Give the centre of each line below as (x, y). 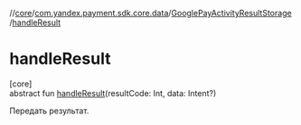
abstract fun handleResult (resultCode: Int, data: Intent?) (113, 93)
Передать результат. (49, 111)
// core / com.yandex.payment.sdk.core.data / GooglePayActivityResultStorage (150, 13)
